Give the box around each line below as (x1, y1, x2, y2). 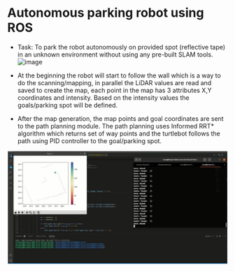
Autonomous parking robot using (7, 5, 204, 21)
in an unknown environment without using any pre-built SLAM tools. (17, 50, 213, 59)
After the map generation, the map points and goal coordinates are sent (17, 114, 224, 123)
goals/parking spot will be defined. (17, 101, 117, 109)
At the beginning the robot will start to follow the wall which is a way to (17, 71, 222, 80)
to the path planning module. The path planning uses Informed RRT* (17, 122, 215, 130)
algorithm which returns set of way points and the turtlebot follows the (17, 129, 220, 138)
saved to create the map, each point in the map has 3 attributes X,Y (17, 86, 212, 94)
